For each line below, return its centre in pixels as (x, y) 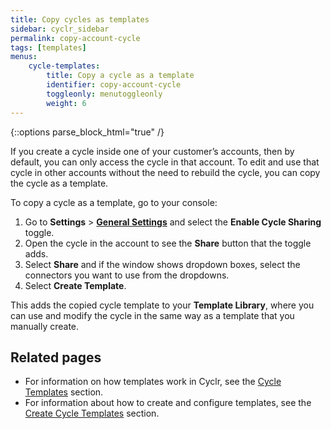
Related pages (56, 357)
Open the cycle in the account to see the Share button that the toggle (168, 243)
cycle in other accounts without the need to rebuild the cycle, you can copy (165, 172)
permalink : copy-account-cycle (75, 38)
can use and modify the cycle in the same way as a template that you (152, 315)
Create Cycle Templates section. (92, 413)
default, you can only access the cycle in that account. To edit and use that (165, 162)
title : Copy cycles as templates (80, 19)
